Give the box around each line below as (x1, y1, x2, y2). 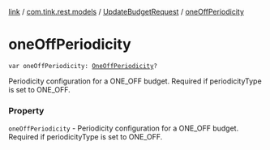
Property (8, 105, 45, 116)
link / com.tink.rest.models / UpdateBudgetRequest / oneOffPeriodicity (8, 7, 245, 16)
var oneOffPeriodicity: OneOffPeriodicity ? (8, 62, 158, 70)
